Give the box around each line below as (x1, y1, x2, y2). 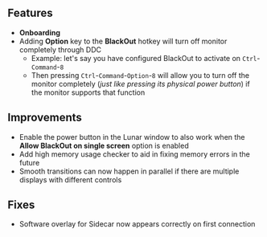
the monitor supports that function (31, 88, 146, 97)
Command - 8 (31, 62, 64, 72)
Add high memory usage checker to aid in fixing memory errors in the (18, 149, 250, 159)
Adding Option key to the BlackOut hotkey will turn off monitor (18, 36, 228, 46)
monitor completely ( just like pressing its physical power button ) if (31, 79, 250, 88)
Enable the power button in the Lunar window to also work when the (18, 132, 246, 141)
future (18, 157, 40, 167)
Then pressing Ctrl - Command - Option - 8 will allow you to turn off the (31, 70, 250, 80)
